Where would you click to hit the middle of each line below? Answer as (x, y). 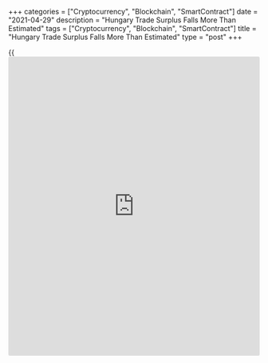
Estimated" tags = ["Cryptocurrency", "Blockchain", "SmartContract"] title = (132, 28)
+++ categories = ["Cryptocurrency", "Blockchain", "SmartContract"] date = (133, 12)
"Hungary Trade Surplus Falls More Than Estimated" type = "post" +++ (125, 37)
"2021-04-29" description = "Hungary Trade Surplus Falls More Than (122, 20)
